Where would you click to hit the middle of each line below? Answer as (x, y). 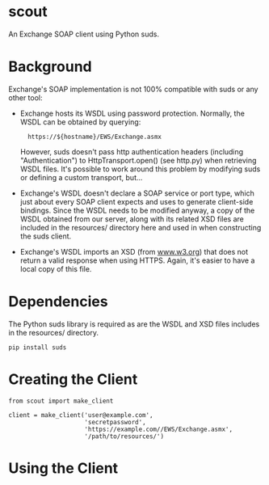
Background (50, 67)
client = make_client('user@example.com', (81, 415)
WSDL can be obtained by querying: (80, 122)
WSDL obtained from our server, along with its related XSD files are (132, 219)
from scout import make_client (61, 401)
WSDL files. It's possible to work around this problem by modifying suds (140, 169)
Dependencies (58, 302)
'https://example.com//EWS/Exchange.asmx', (158, 429)
